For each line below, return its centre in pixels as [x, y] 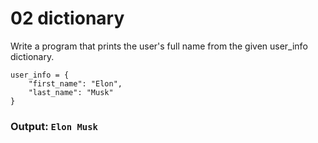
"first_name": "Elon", [75, 83]
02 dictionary [67, 18]
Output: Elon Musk [54, 126]
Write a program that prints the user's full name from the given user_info [159, 46]
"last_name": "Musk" [71, 92]
